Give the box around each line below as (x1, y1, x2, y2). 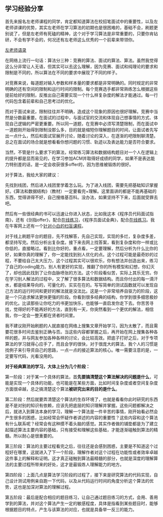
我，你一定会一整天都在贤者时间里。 (5, 312, 78, 318)
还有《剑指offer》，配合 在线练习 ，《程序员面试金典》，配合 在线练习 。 (15, 217, 151, 222)
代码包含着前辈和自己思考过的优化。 (5, 98, 78, 104)
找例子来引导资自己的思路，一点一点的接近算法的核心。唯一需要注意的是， (5, 347, 154, 353)
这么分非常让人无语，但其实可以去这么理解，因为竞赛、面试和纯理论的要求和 (5, 63, 158, 69)
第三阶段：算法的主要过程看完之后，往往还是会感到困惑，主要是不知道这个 (5, 443, 154, 449)
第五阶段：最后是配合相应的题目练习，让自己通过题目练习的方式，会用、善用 (5, 494, 158, 500)
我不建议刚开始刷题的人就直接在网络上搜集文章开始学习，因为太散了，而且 (5, 323, 154, 329)
